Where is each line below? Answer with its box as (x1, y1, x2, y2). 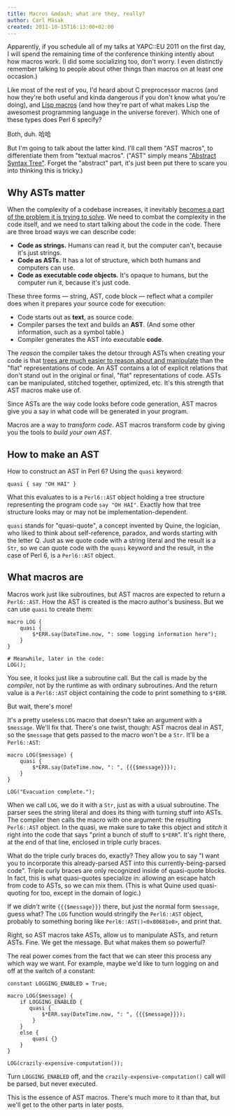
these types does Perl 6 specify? (7, 116, 102, 124)
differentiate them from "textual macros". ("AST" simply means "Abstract (7, 151, 217, 160)
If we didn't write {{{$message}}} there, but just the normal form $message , (7, 902, 220, 911)
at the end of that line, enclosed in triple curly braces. (7, 838, 162, 846)
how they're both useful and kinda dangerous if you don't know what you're (7, 93, 226, 102)
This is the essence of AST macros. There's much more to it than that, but (7, 1093, 220, 1101)
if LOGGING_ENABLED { (20, 998, 83, 1005)
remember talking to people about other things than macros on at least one (7, 64, 224, 74)
